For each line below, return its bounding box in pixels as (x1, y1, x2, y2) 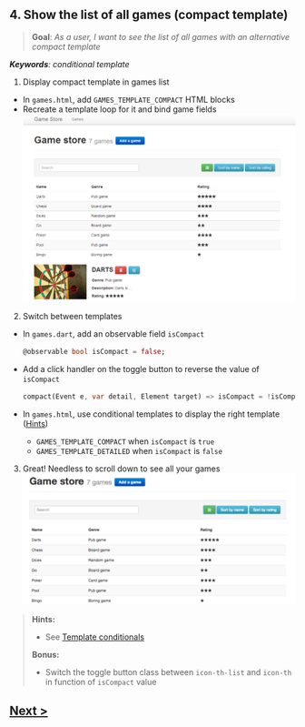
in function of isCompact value (44, 677, 157, 688)
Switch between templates (22, 311, 123, 322)
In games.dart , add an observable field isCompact (22, 328, 205, 339)
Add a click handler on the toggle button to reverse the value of (22, 364, 261, 375)
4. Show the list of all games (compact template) (9, 7, 289, 23)
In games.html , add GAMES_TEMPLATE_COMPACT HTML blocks (22, 94, 236, 105)
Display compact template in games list (22, 76, 170, 87)
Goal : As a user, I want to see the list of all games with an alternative (31, 31, 290, 42)
